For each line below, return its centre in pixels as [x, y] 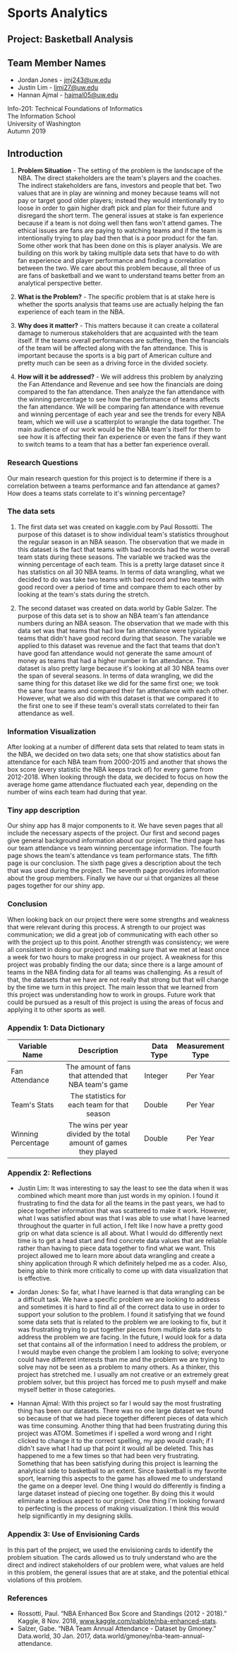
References [28, 1598]
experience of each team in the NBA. [71, 312]
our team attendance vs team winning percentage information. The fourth [114, 848]
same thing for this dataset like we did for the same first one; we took [118, 683]
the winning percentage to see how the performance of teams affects [119, 399]
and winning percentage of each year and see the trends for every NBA [121, 414]
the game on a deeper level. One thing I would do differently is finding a [121, 1486]
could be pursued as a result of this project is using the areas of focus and [115, 1002]
